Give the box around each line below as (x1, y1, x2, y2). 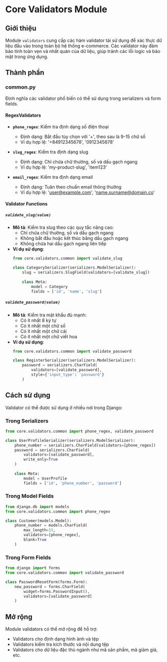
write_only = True (23, 457, 58, 462)
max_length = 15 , (23, 527, 56, 533)
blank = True (23, 537, 47, 542)
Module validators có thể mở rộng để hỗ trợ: (5, 626, 98, 632)
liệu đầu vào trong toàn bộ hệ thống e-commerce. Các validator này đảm (5, 43, 158, 49)
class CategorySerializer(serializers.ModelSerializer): (12, 265, 136, 271)
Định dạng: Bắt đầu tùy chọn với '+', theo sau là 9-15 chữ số (20, 134, 146, 140)
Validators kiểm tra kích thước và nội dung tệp (12, 641, 109, 648)
